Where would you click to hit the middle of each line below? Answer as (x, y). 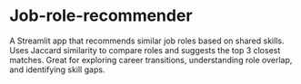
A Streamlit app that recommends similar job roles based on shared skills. (147, 41)
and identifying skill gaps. (57, 70)
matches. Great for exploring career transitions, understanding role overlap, (151, 60)
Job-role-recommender (101, 16)
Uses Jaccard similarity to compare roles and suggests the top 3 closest (145, 50)
